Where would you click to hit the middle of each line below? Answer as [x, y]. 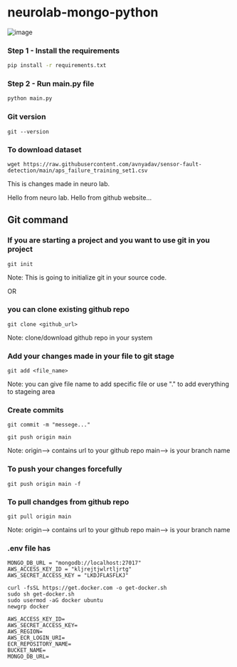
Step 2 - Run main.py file [51, 84]
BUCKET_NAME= [27, 651]
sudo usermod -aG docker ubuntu [55, 601]
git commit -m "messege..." [49, 425]
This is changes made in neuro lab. [59, 183]
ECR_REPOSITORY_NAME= [39, 644]
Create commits [36, 410]
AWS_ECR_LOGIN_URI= [36, 638]
